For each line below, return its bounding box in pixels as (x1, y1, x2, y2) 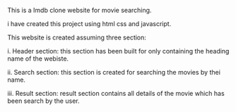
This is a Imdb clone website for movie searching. (7, 6, 152, 14)
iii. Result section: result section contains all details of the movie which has (7, 89, 225, 97)
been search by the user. (7, 97, 80, 105)
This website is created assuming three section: (7, 33, 147, 42)
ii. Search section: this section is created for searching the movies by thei (7, 68, 221, 76)
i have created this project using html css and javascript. (7, 20, 172, 27)
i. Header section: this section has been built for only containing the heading (7, 47, 230, 55)
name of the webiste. (7, 54, 69, 63)
